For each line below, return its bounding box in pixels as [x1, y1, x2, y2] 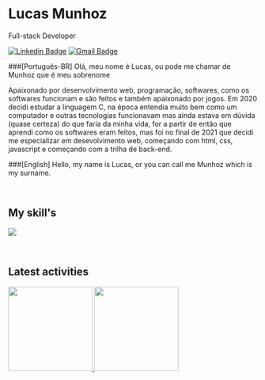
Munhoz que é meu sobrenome [8, 70, 111, 79]
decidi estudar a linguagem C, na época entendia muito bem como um [8, 102, 237, 112]
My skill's [8, 207, 57, 220]
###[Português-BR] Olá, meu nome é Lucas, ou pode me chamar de [8, 61, 231, 71]
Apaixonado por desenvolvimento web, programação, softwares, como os [8, 85, 250, 95]
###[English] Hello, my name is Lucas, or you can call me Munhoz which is [8, 159, 253, 169]
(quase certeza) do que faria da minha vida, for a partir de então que [8, 119, 232, 128]
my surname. [8, 168, 51, 177]
